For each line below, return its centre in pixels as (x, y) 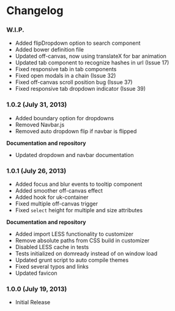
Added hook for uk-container (52, 198)
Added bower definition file (50, 50)
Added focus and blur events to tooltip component (79, 184)
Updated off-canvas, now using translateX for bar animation (91, 56)
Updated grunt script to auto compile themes (72, 260)
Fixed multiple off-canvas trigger (56, 204)
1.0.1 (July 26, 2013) (36, 171)
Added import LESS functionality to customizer (74, 234)
